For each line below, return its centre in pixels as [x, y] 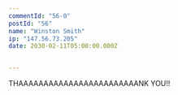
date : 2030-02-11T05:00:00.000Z [63, 46]
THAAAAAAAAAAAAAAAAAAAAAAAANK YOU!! [89, 84]
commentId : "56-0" [39, 16]
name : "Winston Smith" [47, 31]
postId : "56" [30, 24]
